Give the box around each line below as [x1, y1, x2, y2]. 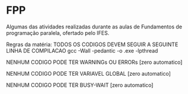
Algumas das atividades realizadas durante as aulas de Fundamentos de [6, 23, 182, 30]
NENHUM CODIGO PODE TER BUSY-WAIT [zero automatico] [6, 81, 154, 89]
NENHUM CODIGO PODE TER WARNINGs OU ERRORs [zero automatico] [6, 59, 183, 66]
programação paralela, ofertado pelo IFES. [6, 29, 109, 36]
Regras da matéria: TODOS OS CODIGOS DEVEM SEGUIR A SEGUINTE [6, 41, 179, 48]
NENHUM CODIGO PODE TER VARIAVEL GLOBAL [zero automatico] [6, 70, 171, 77]
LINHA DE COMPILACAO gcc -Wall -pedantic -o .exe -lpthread [6, 47, 158, 54]
